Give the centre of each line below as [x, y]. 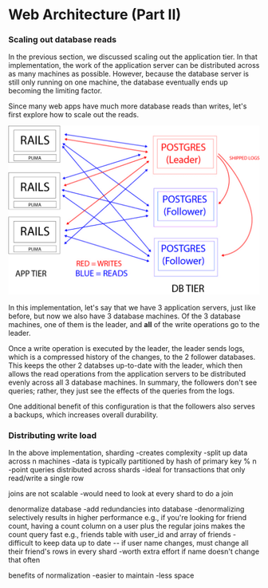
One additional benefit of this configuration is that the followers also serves [132, 406]
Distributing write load [53, 435]
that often [24, 560]
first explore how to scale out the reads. [74, 115]
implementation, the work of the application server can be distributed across [134, 65]
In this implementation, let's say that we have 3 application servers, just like [132, 307]
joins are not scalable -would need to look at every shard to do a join [121, 494]
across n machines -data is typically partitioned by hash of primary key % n [132, 461]
